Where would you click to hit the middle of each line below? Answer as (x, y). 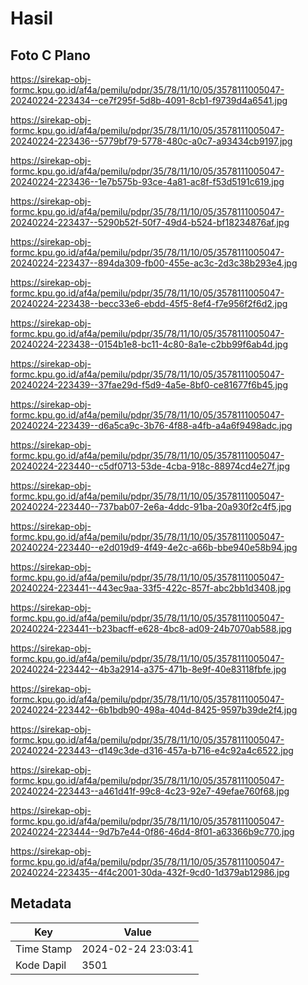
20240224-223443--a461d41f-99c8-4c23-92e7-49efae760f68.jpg (150, 791)
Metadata (41, 903)
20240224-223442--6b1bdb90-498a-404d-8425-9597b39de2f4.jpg (154, 710)
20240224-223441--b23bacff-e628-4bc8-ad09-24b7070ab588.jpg (151, 628)
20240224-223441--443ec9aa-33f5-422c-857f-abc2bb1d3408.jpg (151, 588)
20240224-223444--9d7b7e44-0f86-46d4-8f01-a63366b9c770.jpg (152, 831)
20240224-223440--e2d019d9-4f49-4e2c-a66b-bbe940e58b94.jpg (154, 547)
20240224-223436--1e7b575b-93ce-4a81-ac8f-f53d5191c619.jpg (147, 181)
